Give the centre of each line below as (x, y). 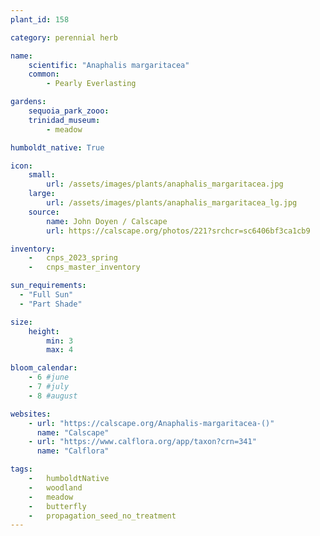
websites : (31, 414)
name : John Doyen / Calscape (107, 221)
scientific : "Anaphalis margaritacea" (109, 65)
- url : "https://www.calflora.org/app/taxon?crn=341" (142, 442)
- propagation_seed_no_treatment (102, 516)
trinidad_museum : (64, 120)
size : (21, 322)
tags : (21, 469)
